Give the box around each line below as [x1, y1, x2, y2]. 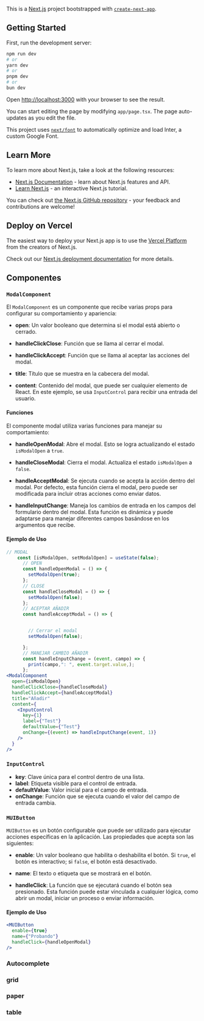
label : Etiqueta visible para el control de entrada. [15, 779, 138, 787]
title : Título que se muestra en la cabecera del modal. [15, 370, 150, 378]
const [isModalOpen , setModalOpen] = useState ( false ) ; [17, 554, 160, 561]
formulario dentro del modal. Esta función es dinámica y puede [15, 509, 174, 516]
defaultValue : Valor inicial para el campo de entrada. [15, 786, 148, 794]
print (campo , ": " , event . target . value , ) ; [28, 661, 135, 667]
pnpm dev [6, 73, 29, 80]
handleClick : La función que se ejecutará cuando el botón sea [15, 881, 172, 889]
